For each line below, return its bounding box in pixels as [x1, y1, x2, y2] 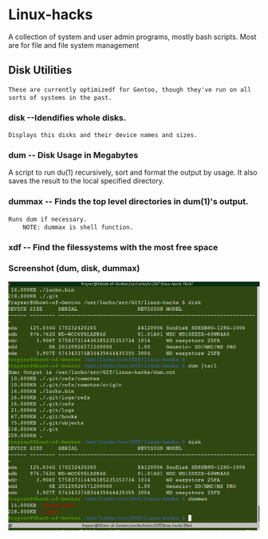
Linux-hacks [8, 6, 93, 24]
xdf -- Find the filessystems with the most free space [8, 242, 219, 253]
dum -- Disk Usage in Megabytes [8, 149, 139, 160]
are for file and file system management [8, 40, 140, 49]
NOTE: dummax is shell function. [22, 223, 134, 231]
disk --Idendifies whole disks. [8, 112, 127, 123]
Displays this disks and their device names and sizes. [8, 132, 198, 140]
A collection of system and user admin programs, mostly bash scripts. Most [8, 32, 257, 41]
